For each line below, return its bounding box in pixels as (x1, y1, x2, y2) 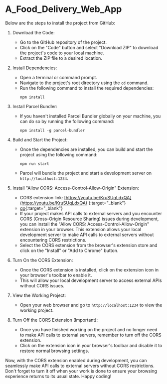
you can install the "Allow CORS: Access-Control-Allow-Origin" (19, 221, 150, 227)
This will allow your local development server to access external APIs (19, 277, 162, 283)
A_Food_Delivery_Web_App (5, 3, 122, 15)
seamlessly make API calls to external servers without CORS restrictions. (5, 363, 155, 369)
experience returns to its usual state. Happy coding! (5, 373, 112, 379)
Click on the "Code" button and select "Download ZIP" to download (19, 44, 159, 50)
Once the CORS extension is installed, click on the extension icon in (19, 266, 159, 272)
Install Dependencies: (12, 65, 57, 71)
